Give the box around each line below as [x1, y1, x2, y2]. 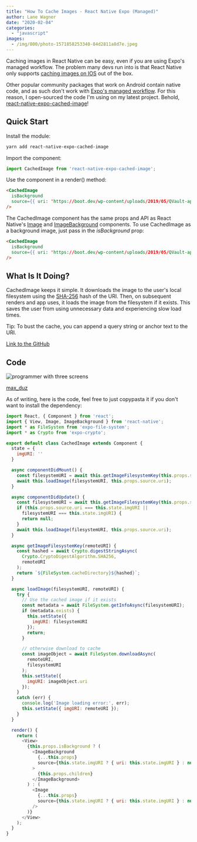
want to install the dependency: [6, 402, 82, 409]
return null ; [21, 516, 54, 522]
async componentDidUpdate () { [11, 494, 85, 500]
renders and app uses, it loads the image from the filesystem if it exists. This [6, 299, 191, 306]
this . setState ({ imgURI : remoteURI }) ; [21, 706, 119, 712]
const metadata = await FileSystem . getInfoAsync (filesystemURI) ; [21, 602, 185, 609]
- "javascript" [11, 30, 49, 36]
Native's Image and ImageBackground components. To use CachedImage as [6, 220, 191, 228]
